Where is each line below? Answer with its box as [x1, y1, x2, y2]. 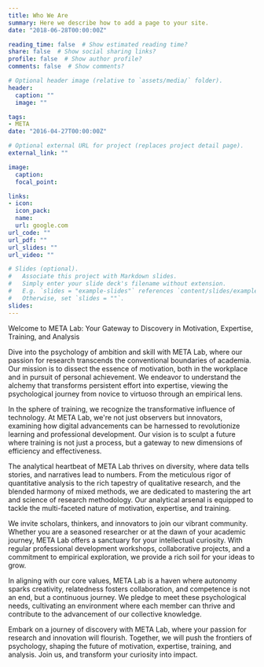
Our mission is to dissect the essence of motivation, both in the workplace [8, 363, 248, 373]
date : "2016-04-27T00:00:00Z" [8, 128, 108, 136]
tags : [8, 113, 26, 121]
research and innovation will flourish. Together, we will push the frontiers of [8, 632, 253, 643]
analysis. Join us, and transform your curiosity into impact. [8, 650, 198, 659]
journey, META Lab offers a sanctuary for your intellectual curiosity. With [8, 535, 244, 545]
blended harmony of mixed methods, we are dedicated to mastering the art [8, 486, 251, 496]
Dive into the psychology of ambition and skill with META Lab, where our [8, 347, 243, 356]
